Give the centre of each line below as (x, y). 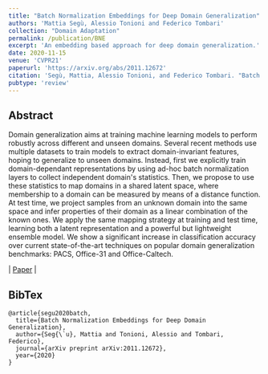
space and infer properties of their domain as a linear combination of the (128, 211)
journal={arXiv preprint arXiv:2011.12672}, (91, 349)
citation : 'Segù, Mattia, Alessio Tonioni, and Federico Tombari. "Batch (134, 75)
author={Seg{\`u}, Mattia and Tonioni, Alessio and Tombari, (120, 335)
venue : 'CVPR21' (35, 61)
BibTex (25, 295)
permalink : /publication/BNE (57, 38)
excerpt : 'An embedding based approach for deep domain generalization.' (134, 46)
